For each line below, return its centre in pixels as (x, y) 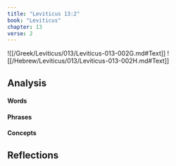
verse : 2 (20, 33)
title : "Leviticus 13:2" (44, 14)
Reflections (33, 155)
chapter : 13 (25, 27)
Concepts (22, 133)
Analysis (27, 83)
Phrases (20, 117)
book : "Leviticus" (34, 20)
